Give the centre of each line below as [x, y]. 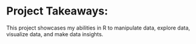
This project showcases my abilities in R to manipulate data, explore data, [98, 28]
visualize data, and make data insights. [55, 34]
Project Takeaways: [57, 11]
